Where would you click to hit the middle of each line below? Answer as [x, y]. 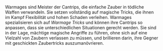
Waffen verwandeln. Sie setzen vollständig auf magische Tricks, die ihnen [80, 12]
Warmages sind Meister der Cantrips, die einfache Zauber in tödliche [75, 7]
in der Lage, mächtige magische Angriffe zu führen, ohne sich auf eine [76, 33]
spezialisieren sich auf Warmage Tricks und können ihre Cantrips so [74, 22]
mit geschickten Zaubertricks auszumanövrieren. [55, 43]
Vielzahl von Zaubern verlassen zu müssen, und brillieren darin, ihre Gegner [82, 38]
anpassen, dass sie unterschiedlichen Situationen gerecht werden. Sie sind [81, 28]
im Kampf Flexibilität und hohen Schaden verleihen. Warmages [69, 17]
